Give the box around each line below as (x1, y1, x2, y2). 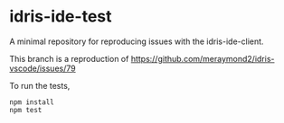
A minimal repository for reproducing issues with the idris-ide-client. (9, 36, 264, 47)
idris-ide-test (9, 6, 112, 27)
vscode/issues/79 (9, 63, 76, 74)
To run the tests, (9, 80, 71, 91)
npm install (9, 97, 54, 107)
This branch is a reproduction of (9, 53, 129, 64)
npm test (9, 105, 43, 114)
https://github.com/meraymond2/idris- (130, 53, 275, 64)
